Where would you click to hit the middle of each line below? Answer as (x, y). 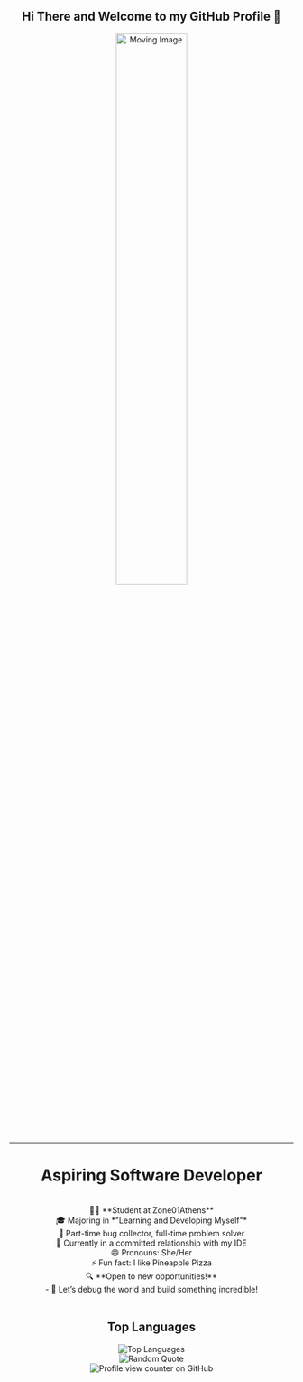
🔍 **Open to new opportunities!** (151, 1276)
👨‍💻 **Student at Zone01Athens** (151, 1210)
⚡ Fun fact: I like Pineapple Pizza (151, 1263)
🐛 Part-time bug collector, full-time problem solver (151, 1233)
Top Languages (151, 1327)
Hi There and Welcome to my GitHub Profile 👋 (151, 17)
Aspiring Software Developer (151, 1175)
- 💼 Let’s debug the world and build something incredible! (151, 1289)
